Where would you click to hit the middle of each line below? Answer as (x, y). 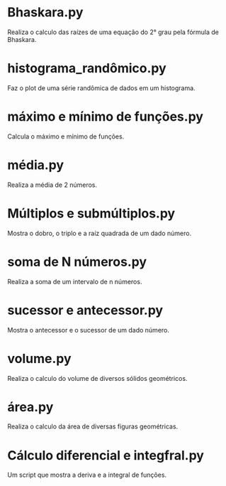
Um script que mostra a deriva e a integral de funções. (87, 475)
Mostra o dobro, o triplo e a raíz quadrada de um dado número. (100, 233)
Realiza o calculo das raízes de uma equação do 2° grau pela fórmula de (113, 32)
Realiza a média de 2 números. (52, 185)
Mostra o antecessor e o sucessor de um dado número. (89, 330)
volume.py (40, 358)
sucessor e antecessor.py (85, 310)
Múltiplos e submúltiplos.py (91, 213)
